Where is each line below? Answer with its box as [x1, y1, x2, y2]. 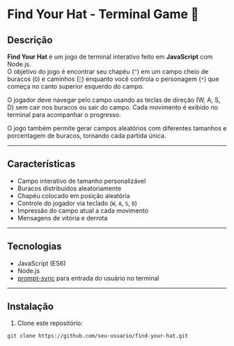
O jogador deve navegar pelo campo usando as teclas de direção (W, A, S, [7, 96, 221, 104]
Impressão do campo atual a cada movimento [17, 206, 148, 215]
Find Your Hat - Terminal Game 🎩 [7, 6, 199, 22]
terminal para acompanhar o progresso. [7, 111, 121, 119]
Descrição [7, 34, 53, 46]
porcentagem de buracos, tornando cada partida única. [7, 132, 166, 140]
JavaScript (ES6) [17, 259, 66, 267]
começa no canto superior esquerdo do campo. [7, 82, 144, 90]
